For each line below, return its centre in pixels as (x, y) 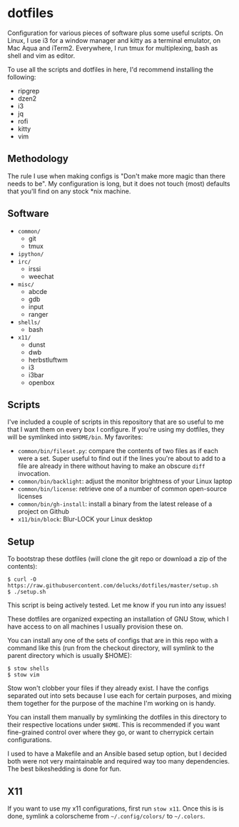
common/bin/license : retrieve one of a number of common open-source (122, 489)
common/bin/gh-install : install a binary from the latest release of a (115, 504)
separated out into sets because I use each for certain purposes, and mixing (119, 696)
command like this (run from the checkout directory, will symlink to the (111, 648)
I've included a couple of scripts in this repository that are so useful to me (116, 422)
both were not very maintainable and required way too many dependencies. (118, 761)
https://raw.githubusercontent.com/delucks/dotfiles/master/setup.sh (113, 586)
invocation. (34, 474)
